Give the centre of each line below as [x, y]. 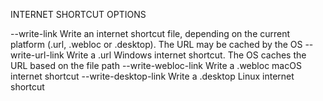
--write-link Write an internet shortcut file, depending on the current [150, 33]
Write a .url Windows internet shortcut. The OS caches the [186, 55]
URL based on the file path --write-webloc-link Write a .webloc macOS [156, 65]
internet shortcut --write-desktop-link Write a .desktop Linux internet [152, 76]
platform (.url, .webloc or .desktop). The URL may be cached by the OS [156, 44]
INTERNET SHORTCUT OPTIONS [78, 14]
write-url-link [37, 55]
